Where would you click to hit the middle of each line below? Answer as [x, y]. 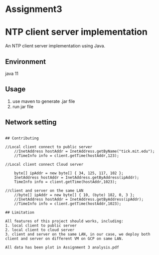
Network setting [31, 123]
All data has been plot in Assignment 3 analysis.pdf [62, 247]
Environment [26, 62]
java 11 [12, 73]
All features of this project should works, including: [64, 221]
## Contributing [22, 138]
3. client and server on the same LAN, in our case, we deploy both [78, 234]
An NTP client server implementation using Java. [55, 46]
